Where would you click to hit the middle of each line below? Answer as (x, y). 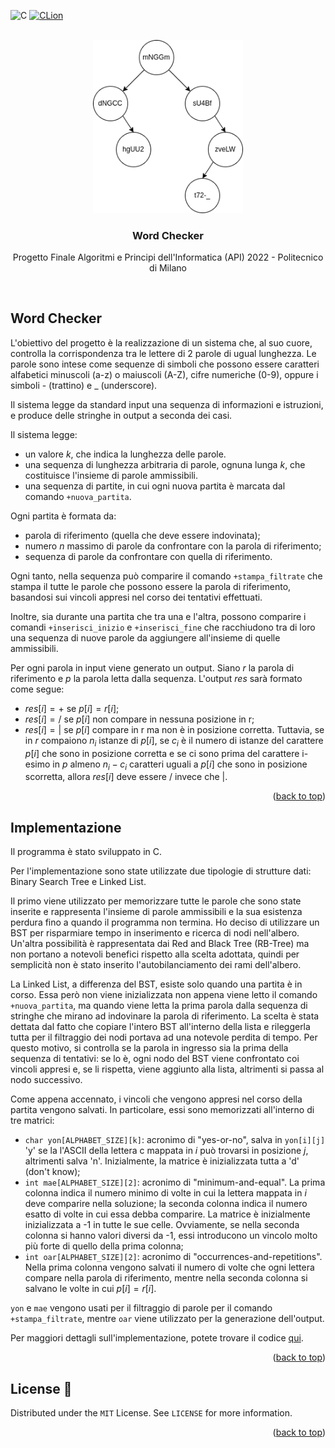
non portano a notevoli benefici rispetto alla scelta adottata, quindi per (155, 954)
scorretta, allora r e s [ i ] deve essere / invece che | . (126, 777)
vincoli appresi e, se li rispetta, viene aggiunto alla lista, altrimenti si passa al (167, 1069)
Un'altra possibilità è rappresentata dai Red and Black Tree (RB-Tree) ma (160, 944)
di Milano (168, 268)
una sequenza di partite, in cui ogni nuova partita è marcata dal (155, 486)
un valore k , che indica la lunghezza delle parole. (125, 454)
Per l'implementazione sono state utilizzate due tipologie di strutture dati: (161, 871)
